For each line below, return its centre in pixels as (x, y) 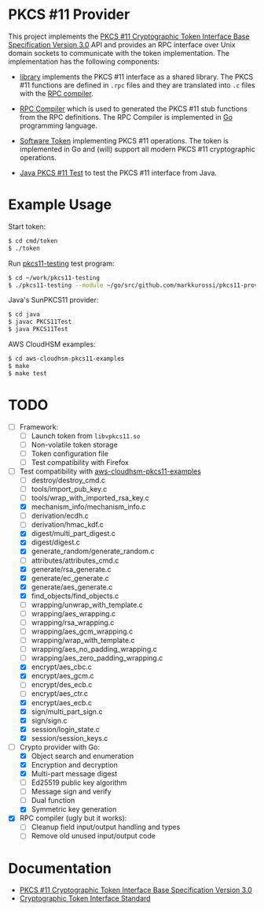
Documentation (60, 868)
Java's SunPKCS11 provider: (53, 300)
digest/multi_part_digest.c (73, 534)
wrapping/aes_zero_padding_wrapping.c (97, 658)
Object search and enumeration (82, 756)
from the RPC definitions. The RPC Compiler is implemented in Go (126, 117)
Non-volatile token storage (74, 444)
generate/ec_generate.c (70, 578)
